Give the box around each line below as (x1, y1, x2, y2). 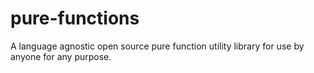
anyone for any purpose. (10, 50, 112, 62)
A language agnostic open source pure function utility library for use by (10, 40, 305, 52)
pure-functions (10, 7, 140, 30)
